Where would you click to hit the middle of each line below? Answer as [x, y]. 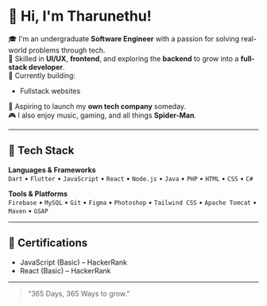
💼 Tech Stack [41, 151]
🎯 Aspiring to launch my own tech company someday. [97, 106]
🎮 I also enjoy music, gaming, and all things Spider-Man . [103, 115]
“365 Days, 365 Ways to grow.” [79, 293]
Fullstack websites [50, 91]
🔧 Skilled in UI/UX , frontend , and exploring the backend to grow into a [124, 58]
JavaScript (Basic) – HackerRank [73, 262]
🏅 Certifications [48, 243]
